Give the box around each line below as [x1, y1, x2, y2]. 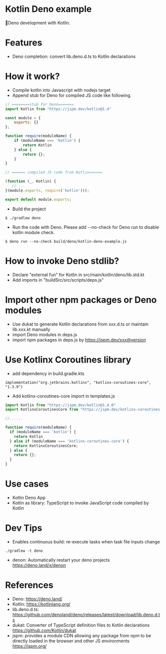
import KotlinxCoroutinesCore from [5, 407, 79, 412]
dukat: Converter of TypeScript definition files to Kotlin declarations [12, 622, 150, 628]
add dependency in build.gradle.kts [12, 370, 85, 376]
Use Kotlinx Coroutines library [5, 354, 131, 365]
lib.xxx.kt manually [12, 326, 50, 332]
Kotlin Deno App [12, 494, 46, 500]
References [5, 579, 53, 591]
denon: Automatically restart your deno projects [12, 557, 110, 563]
